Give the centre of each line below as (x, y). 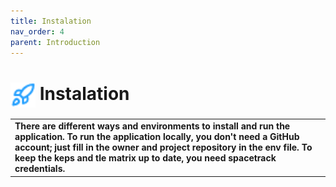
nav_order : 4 (37, 31)
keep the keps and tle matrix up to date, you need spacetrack (145, 158)
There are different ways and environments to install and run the (152, 126)
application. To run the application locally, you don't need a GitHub (157, 137)
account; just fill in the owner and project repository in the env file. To (163, 147)
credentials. (40, 169)
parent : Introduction (55, 42)
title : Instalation (51, 21)
